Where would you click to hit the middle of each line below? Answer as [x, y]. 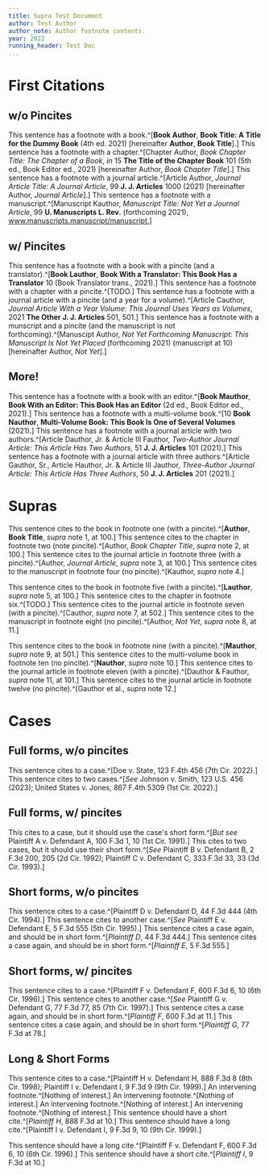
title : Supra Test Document [56, 16]
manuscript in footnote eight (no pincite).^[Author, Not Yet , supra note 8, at [132, 621]
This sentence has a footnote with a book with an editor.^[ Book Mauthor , [130, 396]
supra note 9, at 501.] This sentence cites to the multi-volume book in [124, 654]
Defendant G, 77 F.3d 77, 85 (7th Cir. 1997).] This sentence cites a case [126, 1008]
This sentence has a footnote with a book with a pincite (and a [112, 265]
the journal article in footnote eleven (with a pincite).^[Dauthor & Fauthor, [129, 671]
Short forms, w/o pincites [74, 892]
